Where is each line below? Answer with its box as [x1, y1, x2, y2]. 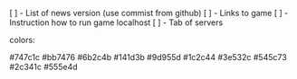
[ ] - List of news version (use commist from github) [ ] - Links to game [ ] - [9, 8, 289, 18]
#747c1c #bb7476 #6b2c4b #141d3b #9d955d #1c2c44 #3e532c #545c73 [9, 52, 287, 62]
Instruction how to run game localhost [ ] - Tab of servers [9, 17, 224, 28]
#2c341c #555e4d [9, 62, 79, 72]
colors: [9, 35, 35, 45]
